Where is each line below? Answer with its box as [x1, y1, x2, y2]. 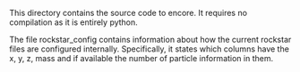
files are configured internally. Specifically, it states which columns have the [9, 44, 289, 54]
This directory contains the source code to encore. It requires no [9, 8, 248, 18]
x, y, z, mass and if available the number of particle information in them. [9, 53, 274, 63]
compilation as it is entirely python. [9, 17, 139, 28]
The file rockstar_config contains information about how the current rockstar [9, 35, 292, 44]
